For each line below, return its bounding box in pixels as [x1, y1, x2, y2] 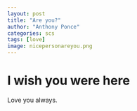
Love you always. [7, 96, 58, 104]
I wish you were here [7, 73, 130, 89]
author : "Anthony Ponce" [7, 23, 80, 30]
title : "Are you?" [7, 17, 61, 24]
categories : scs [7, 29, 55, 37]
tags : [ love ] [7, 36, 46, 43]
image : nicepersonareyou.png [7, 43, 93, 50]
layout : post [7, 10, 46, 17]
